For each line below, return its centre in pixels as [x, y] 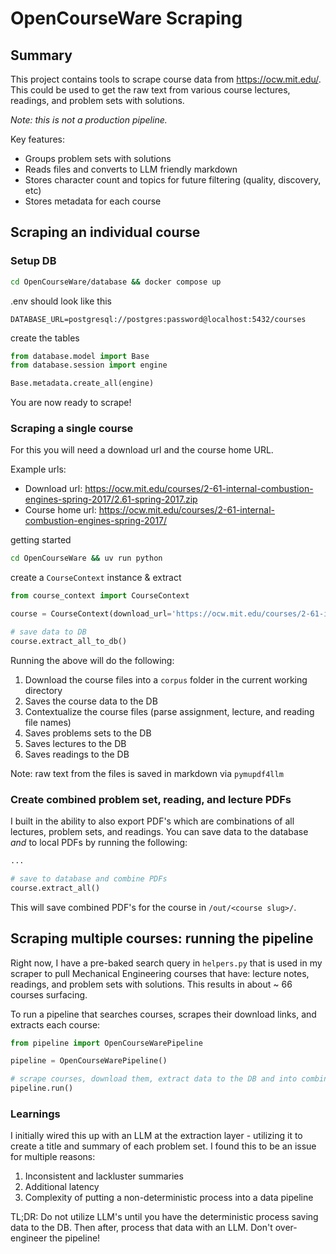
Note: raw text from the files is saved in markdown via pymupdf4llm [147, 773]
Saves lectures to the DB [75, 743]
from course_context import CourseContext [100, 596]
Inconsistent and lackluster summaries [104, 1176]
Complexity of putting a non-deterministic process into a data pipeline [169, 1198]
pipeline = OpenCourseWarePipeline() [89, 1061]
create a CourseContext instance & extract [96, 578]
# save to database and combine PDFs [89, 879]
